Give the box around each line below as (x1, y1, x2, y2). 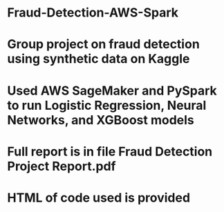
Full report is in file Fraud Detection (7, 144, 213, 160)
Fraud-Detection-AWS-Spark (7, 5, 178, 21)
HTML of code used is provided (7, 190, 191, 205)
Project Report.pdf (7, 158, 116, 174)
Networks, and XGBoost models (7, 112, 195, 128)
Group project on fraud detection (7, 37, 200, 52)
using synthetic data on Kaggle (7, 51, 190, 67)
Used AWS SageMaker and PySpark (7, 83, 218, 98)
